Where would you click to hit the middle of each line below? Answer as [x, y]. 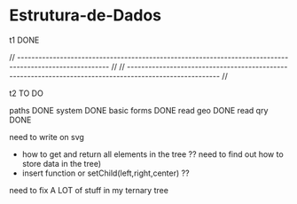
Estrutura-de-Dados [86, 16]
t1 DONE [24, 40]
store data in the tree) [62, 163]
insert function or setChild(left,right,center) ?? [106, 173]
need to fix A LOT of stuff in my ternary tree [89, 190]
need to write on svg [47, 137]
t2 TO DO [27, 93]
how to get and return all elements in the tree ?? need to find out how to [152, 154]
